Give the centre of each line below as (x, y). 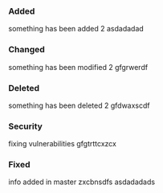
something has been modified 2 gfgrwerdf (78, 67)
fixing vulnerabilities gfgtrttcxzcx (62, 144)
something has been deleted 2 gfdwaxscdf (79, 105)
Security (25, 126)
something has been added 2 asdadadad (76, 29)
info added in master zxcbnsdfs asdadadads (81, 182)
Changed (27, 50)
